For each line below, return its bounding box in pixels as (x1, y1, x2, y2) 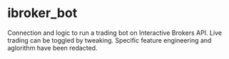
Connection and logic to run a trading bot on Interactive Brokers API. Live (7, 28, 223, 37)
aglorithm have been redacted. (7, 43, 98, 52)
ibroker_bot (7, 5, 78, 21)
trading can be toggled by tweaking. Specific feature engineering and (7, 36, 212, 44)
